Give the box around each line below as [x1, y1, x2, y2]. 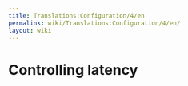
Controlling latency [8, 61, 138, 79]
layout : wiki [8, 26, 52, 34]
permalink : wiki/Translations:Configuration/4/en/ [8, 19, 181, 27]
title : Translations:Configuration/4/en [8, 11, 146, 20]
